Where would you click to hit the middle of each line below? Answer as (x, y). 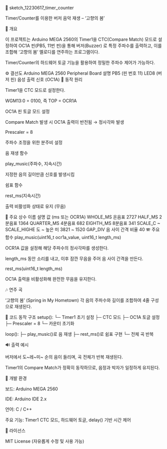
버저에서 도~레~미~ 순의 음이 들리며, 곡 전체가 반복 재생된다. (64, 357)
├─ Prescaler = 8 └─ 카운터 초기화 (40, 323)
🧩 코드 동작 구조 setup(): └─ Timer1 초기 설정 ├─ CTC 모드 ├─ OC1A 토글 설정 (82, 317)
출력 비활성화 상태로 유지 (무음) (35, 206)
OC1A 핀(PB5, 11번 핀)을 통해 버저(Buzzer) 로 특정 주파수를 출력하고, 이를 (90, 46)
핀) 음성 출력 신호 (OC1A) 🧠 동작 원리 (46, 79)
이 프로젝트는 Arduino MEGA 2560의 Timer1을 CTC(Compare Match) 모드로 (81, 39)
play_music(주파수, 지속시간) (33, 164)
